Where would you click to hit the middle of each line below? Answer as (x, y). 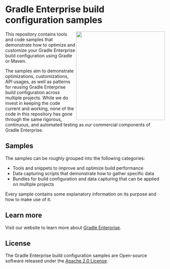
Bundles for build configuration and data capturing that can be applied (86, 179)
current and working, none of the (40, 108)
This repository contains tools (36, 34)
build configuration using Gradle (39, 55)
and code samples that (29, 40)
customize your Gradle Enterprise (40, 50)
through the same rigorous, (34, 119)
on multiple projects (33, 184)
